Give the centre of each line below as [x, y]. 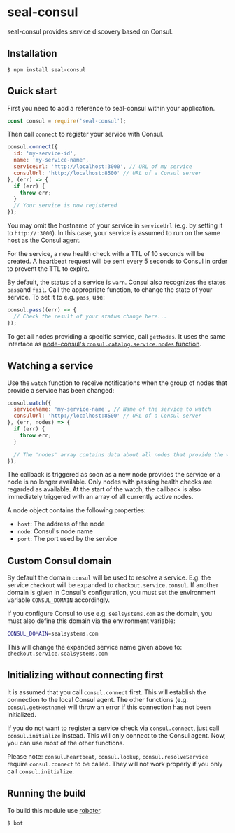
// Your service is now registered [65, 206]
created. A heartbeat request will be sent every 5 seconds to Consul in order [117, 261]
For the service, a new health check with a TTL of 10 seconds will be [106, 254]
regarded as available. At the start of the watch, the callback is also [104, 489]
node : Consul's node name [55, 531]
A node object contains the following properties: [77, 510]
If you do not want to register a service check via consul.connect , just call [113, 728]
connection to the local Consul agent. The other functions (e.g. [98, 699]
